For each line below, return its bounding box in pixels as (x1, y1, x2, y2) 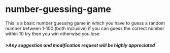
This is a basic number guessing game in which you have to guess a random (5, 20, 165, 26)
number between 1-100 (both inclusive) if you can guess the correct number (5, 25, 165, 31)
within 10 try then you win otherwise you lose (5, 30, 100, 36)
